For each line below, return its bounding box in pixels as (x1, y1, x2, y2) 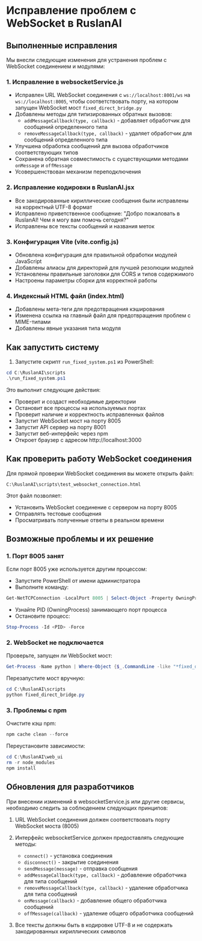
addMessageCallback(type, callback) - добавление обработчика (23, 871, 187, 878)
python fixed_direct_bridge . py (6, 692, 85, 698)
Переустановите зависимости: (6, 742, 85, 750)
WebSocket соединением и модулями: (6, 63, 105, 70)
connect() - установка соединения (23, 852, 113, 859)
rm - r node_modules (6, 759, 55, 765)
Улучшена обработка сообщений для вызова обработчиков (14, 143, 169, 150)
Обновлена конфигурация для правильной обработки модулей (14, 251, 177, 258)
